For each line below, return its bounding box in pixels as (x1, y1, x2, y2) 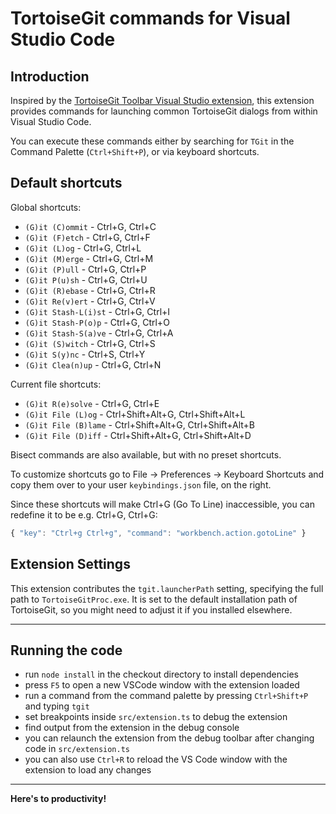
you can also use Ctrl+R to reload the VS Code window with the (24, 753, 288, 766)
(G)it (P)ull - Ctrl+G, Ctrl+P (24, 263, 147, 275)
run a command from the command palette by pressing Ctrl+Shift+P (24, 690, 309, 702)
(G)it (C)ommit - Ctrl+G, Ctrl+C (24, 220, 157, 232)
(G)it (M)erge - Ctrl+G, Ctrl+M (24, 252, 154, 264)
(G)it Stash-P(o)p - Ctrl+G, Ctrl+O (24, 316, 170, 328)
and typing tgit (24, 700, 90, 712)
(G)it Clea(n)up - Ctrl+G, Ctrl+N (24, 358, 162, 371)
